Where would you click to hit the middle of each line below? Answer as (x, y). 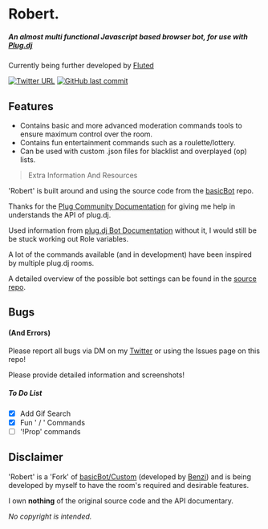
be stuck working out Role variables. (69, 238)
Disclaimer (36, 457)
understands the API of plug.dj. (60, 214)
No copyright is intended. (50, 516)
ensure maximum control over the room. (86, 134)
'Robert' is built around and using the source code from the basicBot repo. (131, 190)
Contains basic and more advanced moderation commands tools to (131, 125)
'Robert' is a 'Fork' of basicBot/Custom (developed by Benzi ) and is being (130, 476)
